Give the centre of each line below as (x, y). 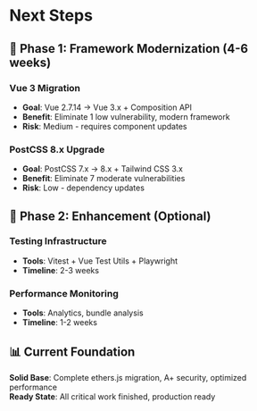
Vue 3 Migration (45, 88)
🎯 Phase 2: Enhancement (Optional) (110, 216)
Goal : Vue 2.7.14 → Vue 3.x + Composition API (107, 107)
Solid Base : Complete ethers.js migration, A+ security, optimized (128, 377)
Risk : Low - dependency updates (83, 188)
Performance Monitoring (64, 293)
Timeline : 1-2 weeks (60, 323)
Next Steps (51, 16)
